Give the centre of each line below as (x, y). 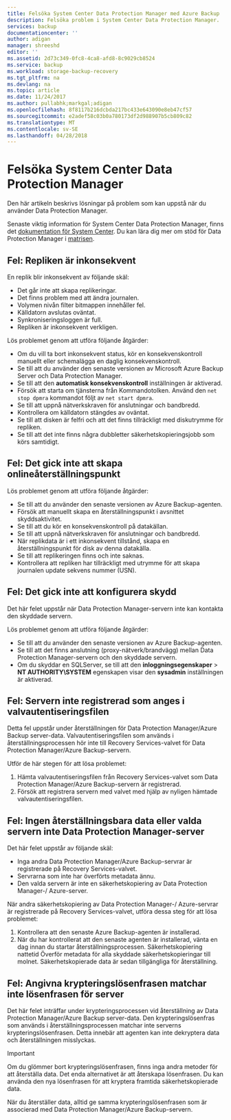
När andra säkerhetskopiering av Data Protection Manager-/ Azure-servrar (113, 904)
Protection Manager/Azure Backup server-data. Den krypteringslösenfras (111, 1018)
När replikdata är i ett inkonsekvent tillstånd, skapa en (93, 541)
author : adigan (29, 39)
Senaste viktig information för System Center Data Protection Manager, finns (115, 224)
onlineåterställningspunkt (64, 474)
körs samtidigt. (38, 442)
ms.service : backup (35, 65)
